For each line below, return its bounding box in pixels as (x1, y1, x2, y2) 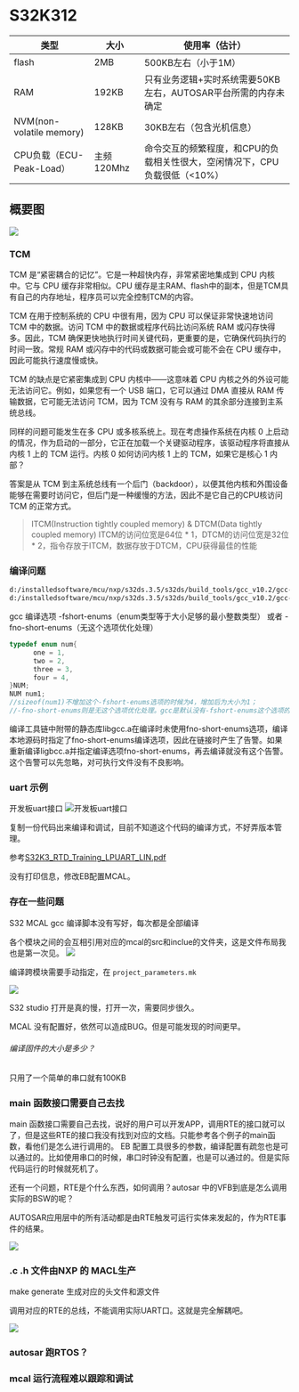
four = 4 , (32, 673, 69, 682)
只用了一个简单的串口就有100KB (9, 1072, 126, 1083)
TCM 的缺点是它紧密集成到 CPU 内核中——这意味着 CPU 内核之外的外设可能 (9, 374, 289, 385)
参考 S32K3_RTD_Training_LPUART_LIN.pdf (9, 852, 166, 863)
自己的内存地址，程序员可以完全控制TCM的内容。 (16, 291, 198, 303)
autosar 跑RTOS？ (9, 1347, 89, 1359)
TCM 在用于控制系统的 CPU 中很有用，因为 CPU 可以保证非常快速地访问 (9, 311, 274, 322)
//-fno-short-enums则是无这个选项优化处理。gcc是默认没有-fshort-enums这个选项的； (9, 706, 297, 715)
